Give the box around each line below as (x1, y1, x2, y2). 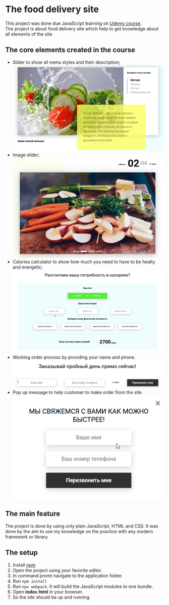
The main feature (5, 509, 61, 518)
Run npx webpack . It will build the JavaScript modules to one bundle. (12, 583, 153, 589)
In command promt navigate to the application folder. (12, 573, 123, 579)
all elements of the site (5, 31, 52, 37)
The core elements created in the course (5, 46, 135, 54)
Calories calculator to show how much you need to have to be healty (12, 258, 155, 265)
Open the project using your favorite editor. (12, 567, 102, 573)
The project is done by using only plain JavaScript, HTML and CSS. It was (5, 523, 159, 529)
